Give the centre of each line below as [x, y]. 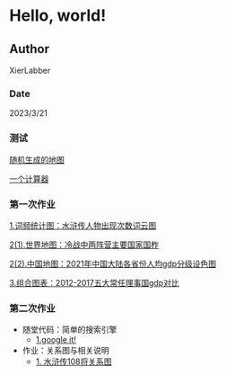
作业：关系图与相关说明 [65, 351]
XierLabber [30, 70]
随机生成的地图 [37, 159]
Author [29, 49]
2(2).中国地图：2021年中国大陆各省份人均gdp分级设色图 [113, 263]
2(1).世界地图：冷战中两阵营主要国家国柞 [84, 245]
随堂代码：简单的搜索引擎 [70, 330]
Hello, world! [58, 16]
